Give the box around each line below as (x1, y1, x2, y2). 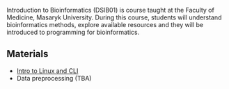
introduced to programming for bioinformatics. (6, 28, 140, 36)
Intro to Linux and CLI (16, 66, 79, 75)
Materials (6, 48, 49, 60)
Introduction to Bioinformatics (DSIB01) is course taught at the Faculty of (6, 6, 215, 14)
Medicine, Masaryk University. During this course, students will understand (6, 13, 222, 22)
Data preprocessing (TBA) (16, 74, 92, 82)
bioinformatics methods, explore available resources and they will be (6, 21, 203, 29)
